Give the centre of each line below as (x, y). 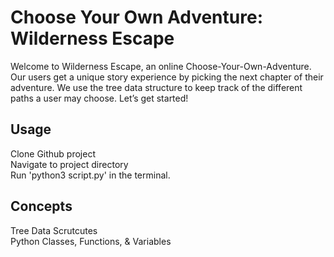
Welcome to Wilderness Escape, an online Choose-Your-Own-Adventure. (161, 66)
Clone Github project (53, 153)
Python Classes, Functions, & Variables (91, 241)
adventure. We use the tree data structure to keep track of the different (156, 87)
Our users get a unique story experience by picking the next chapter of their (167, 77)
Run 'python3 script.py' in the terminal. (90, 175)
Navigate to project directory (69, 164)
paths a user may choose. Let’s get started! (99, 98)
